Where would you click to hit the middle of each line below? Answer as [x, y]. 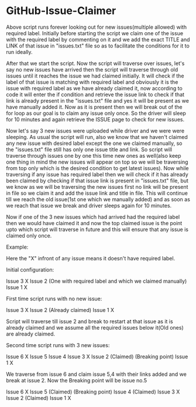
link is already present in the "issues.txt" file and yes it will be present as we [97, 100]
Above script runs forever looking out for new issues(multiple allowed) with [97, 27]
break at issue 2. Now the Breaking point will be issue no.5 [77, 380]
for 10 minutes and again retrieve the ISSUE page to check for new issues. [95, 119]
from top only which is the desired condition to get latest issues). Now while [97, 168]
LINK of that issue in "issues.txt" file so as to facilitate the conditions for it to [98, 46]
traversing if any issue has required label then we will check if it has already [97, 174]
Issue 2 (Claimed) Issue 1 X [39, 398]
